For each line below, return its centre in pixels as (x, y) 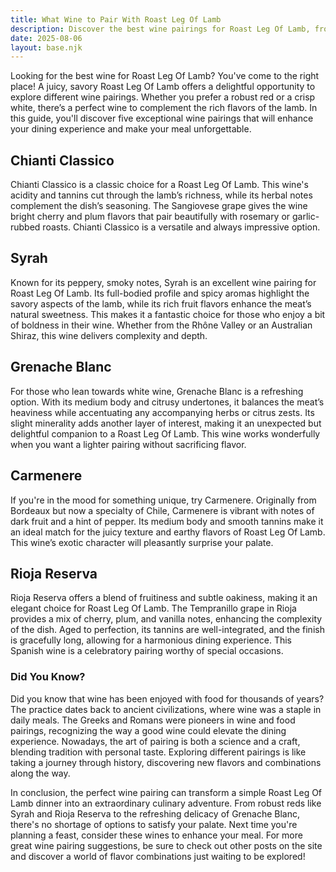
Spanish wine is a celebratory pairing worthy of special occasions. (147, 651)
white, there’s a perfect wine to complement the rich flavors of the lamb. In (164, 108)
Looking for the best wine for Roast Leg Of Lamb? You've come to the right (165, 76)
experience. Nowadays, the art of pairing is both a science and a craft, (155, 741)
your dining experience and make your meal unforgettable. (131, 129)
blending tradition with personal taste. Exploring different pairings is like (158, 752)
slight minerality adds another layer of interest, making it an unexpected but (166, 423)
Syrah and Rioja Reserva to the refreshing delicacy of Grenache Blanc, (155, 813)
